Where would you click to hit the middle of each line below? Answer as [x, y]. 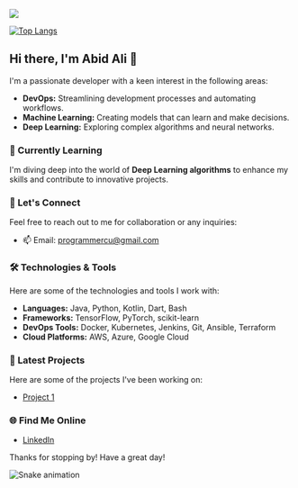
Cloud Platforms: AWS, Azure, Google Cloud [105, 337]
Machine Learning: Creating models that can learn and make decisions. [156, 117]
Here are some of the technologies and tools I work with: [114, 290]
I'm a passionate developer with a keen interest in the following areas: [139, 80]
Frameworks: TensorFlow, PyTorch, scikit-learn [111, 317]
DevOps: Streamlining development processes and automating [139, 98]
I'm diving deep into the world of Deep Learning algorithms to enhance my [149, 170]
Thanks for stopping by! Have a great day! [87, 457]
